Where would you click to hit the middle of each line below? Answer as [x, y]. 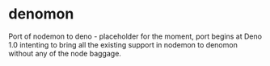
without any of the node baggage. [65, 53]
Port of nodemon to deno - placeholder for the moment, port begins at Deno [135, 36]
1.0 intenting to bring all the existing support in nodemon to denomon [123, 44]
